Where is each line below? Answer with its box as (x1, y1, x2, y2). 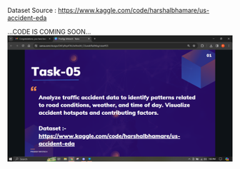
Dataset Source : (7, 6, 57, 14)
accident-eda (7, 14, 47, 22)
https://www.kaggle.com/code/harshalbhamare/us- (58, 6, 209, 14)
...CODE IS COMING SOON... (7, 28, 91, 36)
